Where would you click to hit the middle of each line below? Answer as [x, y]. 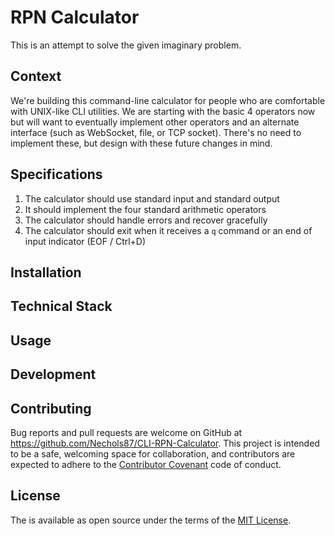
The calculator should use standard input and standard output [152, 198]
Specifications [56, 174]
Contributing [51, 408]
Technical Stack [61, 306]
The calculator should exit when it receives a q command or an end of [168, 230]
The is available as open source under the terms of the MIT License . [151, 520]
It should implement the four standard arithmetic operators [145, 209]
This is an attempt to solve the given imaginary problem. [126, 45]
